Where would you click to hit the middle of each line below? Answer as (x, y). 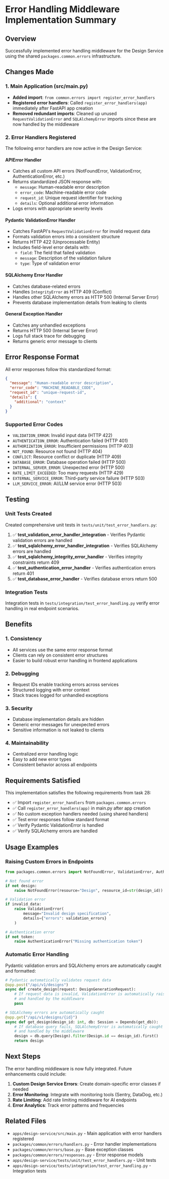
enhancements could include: (36, 1074)
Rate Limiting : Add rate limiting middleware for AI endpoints (74, 1100)
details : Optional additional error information (67, 203)
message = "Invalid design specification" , (67, 914)
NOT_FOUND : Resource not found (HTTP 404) (57, 451)
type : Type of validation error (50, 263)
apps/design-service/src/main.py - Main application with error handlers (87, 1133)
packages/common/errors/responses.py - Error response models (78, 1155)
